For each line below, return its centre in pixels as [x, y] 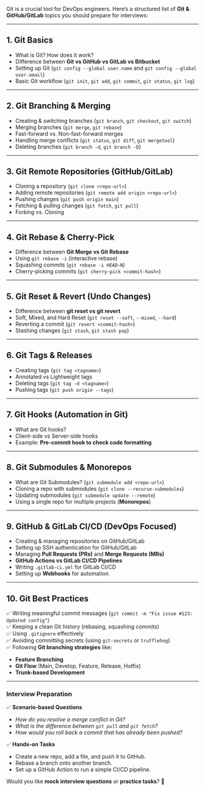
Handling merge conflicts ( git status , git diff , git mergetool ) [95, 140]
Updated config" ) [28, 620]
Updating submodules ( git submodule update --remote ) [85, 495]
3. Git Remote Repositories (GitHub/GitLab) [90, 171]
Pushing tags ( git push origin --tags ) [64, 389]
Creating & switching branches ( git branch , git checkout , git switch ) [103, 120]
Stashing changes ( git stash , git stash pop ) [72, 331]
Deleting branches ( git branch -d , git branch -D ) [78, 147]
